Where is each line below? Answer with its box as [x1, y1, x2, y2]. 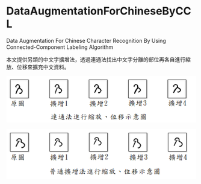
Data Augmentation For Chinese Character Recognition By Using [6, 37, 167, 44]
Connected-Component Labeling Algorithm [6, 43, 114, 51]
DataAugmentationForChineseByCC [6, 4, 191, 18]
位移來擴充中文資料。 [16, 63, 70, 71]
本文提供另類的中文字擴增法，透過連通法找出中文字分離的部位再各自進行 [6, 56, 185, 63]
